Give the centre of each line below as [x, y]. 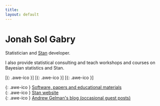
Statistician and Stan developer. [38, 53]
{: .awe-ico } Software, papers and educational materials [63, 87]
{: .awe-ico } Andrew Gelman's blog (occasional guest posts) [68, 98]
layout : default [22, 14]
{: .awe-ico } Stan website [32, 92]
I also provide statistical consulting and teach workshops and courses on [80, 62]
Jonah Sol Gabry [40, 39]
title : [12, 10]
